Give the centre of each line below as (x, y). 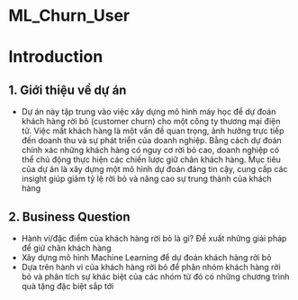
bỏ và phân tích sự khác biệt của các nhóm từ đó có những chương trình (155, 277)
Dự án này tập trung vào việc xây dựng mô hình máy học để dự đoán (149, 112)
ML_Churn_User (69, 16)
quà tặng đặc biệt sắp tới (68, 286)
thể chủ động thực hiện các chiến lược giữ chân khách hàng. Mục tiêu (151, 159)
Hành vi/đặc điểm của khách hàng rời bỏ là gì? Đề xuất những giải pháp (154, 238)
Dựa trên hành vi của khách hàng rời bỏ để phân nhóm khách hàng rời (151, 267)
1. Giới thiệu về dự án (68, 90)
